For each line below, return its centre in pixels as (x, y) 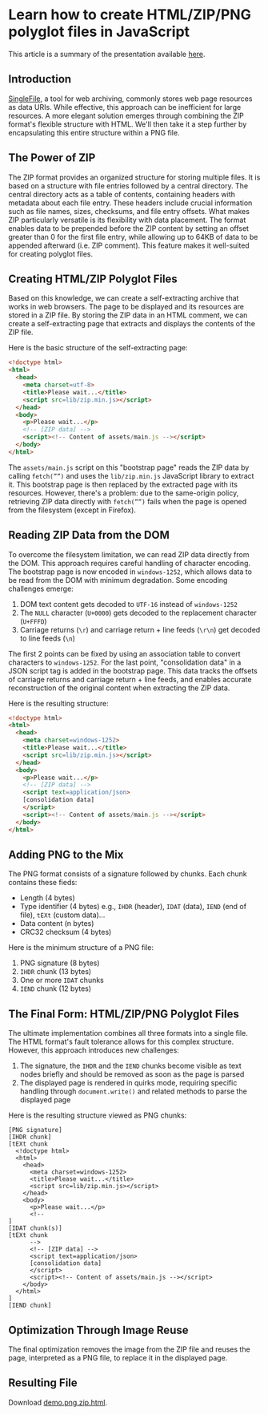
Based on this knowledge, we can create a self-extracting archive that (124, 298)
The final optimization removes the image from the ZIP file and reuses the (129, 1349)
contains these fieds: (43, 883)
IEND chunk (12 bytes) (56, 988)
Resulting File (43, 1383)
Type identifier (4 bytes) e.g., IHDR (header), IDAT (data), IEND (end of (133, 907)
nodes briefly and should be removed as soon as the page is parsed (132, 1074)
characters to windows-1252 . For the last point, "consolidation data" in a (125, 662)
